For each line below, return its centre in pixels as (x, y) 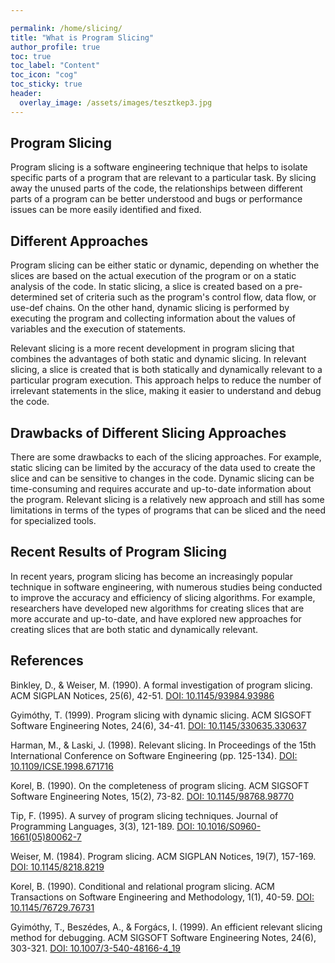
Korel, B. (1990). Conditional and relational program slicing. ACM (142, 886)
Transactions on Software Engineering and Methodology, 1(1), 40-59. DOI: (162, 897)
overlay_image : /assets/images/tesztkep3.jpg (116, 102)
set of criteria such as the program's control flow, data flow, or (188, 297)
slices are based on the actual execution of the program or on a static (153, 276)
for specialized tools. (53, 521)
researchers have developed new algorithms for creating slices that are (157, 608)
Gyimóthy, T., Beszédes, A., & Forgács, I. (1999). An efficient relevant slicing (166, 927)
